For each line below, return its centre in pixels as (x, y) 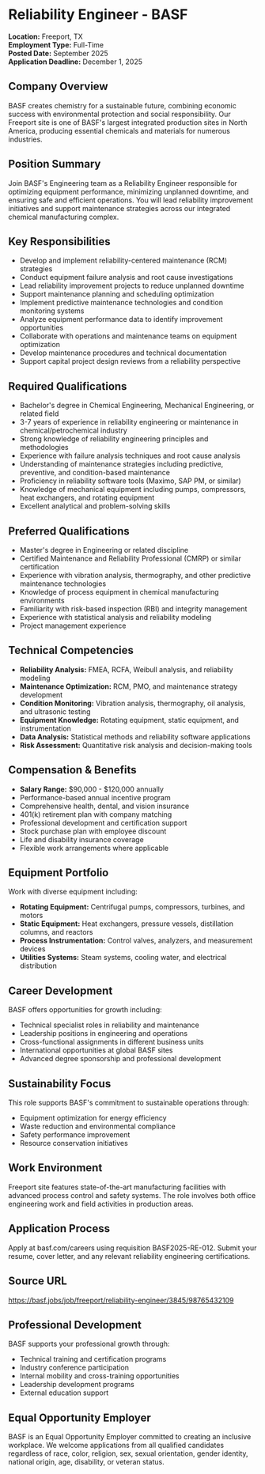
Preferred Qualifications (69, 531)
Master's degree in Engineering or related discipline (104, 550)
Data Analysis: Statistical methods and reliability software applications (135, 736)
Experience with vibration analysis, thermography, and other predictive (135, 575)
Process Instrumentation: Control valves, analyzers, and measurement (136, 941)
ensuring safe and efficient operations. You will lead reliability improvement (131, 200)
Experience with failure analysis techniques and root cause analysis (130, 455)
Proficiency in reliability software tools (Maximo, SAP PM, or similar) (130, 481)
